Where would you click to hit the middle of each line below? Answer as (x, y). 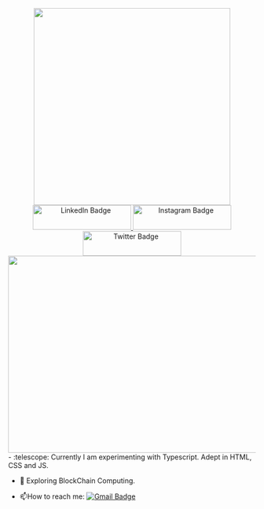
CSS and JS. (28, 465)
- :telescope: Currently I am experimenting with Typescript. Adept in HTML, (130, 457)
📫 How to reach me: (52, 496)
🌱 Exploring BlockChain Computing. (77, 481)
